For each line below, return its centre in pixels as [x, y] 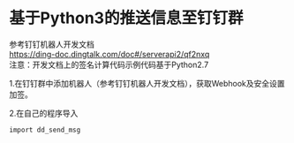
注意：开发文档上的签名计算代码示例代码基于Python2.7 [109, 64]
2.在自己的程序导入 [44, 113]
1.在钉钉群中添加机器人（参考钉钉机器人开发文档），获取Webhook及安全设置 [147, 83]
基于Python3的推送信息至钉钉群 [126, 18]
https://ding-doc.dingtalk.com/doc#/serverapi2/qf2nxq [109, 54]
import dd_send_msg [45, 130]
